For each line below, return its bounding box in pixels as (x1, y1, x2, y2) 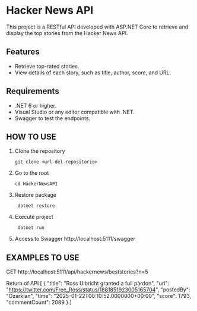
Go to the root (14, 169, 49, 177)
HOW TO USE (6, 131, 56, 142)
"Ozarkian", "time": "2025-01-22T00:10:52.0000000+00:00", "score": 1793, (6, 293, 192, 300)
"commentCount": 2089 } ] (6, 299, 72, 306)
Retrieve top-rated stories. (14, 62, 80, 70)
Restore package (14, 191, 56, 199)
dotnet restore (17, 203, 55, 209)
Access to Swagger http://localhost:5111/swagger (14, 235, 135, 243)
